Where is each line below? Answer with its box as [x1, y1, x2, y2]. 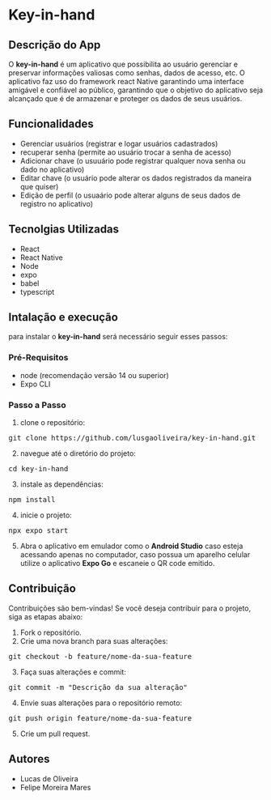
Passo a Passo [8, 399, 66, 411]
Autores [8, 752, 50, 766]
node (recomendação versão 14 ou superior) [19, 370, 170, 380]
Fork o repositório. [19, 628, 83, 637]
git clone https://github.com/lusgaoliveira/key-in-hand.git [8, 433, 256, 443]
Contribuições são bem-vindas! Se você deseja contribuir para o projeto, [8, 603, 252, 613]
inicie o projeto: [19, 510, 73, 520]
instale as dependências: [19, 479, 104, 489]
